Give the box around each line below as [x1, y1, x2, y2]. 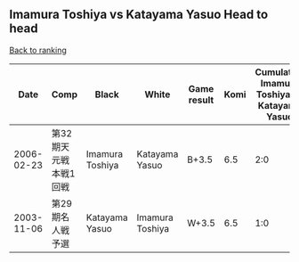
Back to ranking [9, 45, 67, 55]
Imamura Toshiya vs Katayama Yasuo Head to [9, 7, 269, 22]
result [188, 94, 214, 106]
